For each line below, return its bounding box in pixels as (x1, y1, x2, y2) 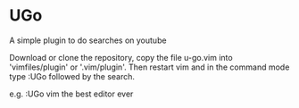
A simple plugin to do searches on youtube (9, 35, 167, 46)
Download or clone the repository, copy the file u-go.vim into (9, 52, 234, 62)
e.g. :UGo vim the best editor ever (9, 88, 134, 99)
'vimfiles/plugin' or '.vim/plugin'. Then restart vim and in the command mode (9, 62, 290, 72)
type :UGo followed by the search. (9, 71, 136, 81)
